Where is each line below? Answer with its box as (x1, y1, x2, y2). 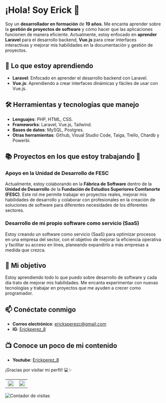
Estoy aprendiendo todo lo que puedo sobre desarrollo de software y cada (5, 274, 157, 280)
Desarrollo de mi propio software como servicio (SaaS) (5, 220, 140, 227)
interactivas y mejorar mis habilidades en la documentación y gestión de (5, 42, 153, 48)
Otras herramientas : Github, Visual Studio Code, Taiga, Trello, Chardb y (12, 132, 160, 138)
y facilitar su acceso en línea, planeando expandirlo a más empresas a (5, 242, 149, 247)
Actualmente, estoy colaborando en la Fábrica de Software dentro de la (5, 181, 152, 187)
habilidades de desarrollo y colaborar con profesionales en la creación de (5, 197, 156, 203)
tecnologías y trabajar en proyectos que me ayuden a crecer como (5, 285, 141, 291)
